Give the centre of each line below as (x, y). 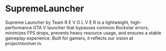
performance (19, 27)
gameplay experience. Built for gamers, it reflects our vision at (69, 38)
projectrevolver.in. (24, 43)
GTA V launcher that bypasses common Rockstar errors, (91, 27)
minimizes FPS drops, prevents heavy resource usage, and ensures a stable (83, 33)
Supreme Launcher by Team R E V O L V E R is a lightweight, (67, 22)
